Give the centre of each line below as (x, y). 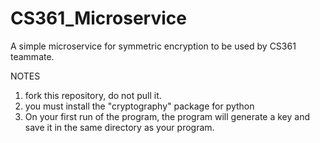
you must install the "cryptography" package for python (139, 106)
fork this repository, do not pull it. (93, 95)
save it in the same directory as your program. (119, 127)
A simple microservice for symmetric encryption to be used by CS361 (153, 46)
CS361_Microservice (98, 18)
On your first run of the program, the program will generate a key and (167, 116)
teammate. (32, 56)
